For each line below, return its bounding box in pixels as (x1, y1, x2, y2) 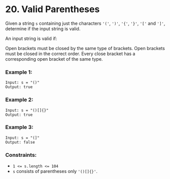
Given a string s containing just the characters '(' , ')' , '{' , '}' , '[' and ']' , (5, 20, 165, 26)
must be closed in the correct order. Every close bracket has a (5, 51, 135, 57)
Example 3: (5, 124, 34, 131)
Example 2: (5, 96, 33, 103)
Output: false (5, 140, 36, 145)
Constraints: (5, 151, 37, 158)
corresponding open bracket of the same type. (5, 56, 103, 62)
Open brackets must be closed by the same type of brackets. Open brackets (5, 45, 165, 51)
